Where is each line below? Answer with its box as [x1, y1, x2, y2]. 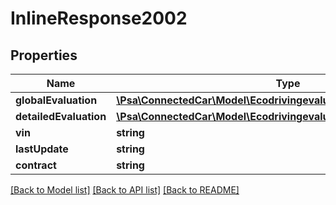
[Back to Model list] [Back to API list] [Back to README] [10, 184, 240, 196]
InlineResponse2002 [10, 7, 188, 30]
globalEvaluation [15, 93, 98, 107]
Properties [10, 47, 78, 64]
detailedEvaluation [15, 110, 107, 123]
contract [15, 158, 57, 172]
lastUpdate [15, 142, 69, 156]
